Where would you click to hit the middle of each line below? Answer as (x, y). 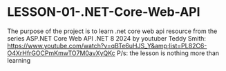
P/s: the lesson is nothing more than (168, 53)
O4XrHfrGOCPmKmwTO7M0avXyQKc (61, 53)
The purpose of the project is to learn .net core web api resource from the (112, 31)
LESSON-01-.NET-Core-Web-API (104, 12)
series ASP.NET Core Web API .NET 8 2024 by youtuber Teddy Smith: (106, 38)
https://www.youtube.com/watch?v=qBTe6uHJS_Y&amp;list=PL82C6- (107, 45)
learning (19, 60)
